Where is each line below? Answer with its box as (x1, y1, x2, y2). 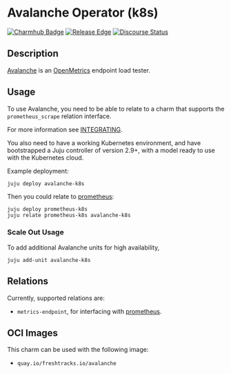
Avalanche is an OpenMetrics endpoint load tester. (7, 66, 150, 74)
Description (7, 48, 59, 59)
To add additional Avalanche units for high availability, (7, 243, 160, 252)
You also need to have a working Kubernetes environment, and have (7, 138, 201, 147)
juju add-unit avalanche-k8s (7, 256, 91, 263)
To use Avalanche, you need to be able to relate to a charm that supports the (7, 104, 225, 113)
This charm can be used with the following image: (7, 346, 149, 354)
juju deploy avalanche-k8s (7, 180, 85, 187)
